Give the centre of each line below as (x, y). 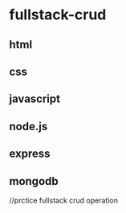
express (30, 154)
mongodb (34, 181)
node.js (28, 126)
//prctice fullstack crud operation (64, 200)
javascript (35, 99)
